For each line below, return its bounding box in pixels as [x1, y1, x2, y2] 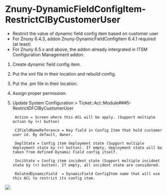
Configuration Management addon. [12, 51, 85, 58]
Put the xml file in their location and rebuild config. [12, 71, 116, 77]
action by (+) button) [12, 119, 60, 124]
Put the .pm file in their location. [12, 81, 78, 87]
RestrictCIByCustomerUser [5, 14, 121, 25]
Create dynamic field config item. [12, 61, 81, 67]
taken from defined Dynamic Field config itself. [12, 149, 118, 155]
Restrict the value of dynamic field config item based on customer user [12, 30, 159, 36]
